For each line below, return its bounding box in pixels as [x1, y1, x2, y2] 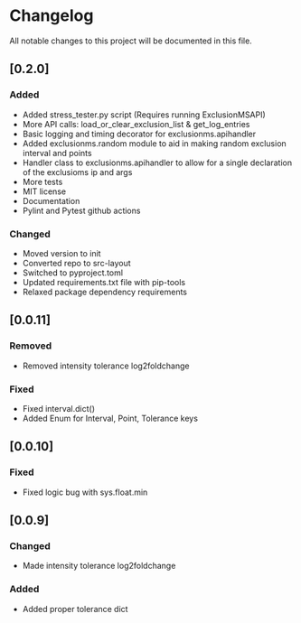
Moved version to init [22, 247, 101, 258]
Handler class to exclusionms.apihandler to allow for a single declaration [22, 157, 292, 168]
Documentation [22, 195, 80, 206]
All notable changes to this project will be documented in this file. [9, 35, 253, 46]
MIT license [22, 186, 66, 197]
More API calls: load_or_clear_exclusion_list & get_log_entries [22, 118, 250, 129]
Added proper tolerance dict [22, 603, 128, 614]
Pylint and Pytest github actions [22, 205, 141, 216]
